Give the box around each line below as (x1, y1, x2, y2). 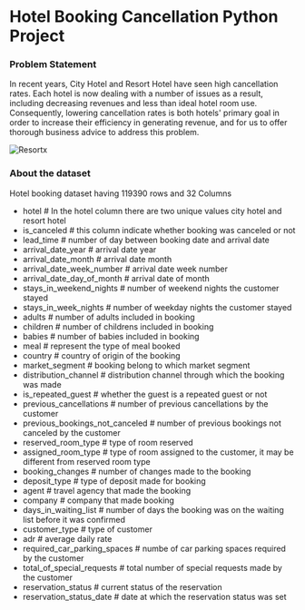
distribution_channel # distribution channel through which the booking (22, 369, 285, 380)
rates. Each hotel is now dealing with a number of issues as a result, (9, 88, 263, 99)
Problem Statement (9, 58, 97, 71)
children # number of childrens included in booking (22, 320, 214, 332)
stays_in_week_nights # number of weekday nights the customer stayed (22, 301, 292, 312)
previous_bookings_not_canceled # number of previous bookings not (22, 418, 281, 428)
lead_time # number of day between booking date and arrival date (22, 234, 271, 245)
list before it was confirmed (22, 514, 125, 525)
